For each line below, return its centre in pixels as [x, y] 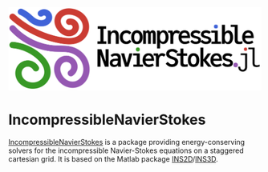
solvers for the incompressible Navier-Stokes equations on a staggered [126, 150]
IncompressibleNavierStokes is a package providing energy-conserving [127, 142]
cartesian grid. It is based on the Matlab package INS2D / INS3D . [113, 158]
